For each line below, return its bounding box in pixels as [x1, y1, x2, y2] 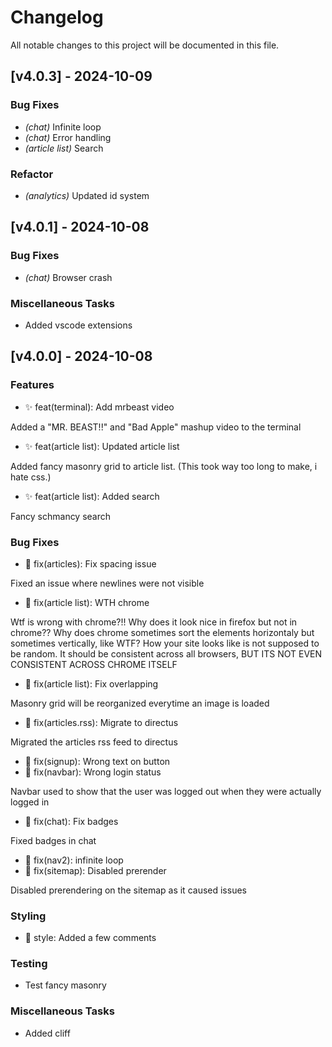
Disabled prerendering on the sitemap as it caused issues [10, 884, 247, 896]
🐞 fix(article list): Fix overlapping [24, 677, 159, 690]
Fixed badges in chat [10, 834, 97, 846]
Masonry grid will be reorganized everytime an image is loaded [10, 697, 270, 709]
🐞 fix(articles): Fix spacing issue [24, 557, 157, 570]
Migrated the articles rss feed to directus [10, 736, 178, 748]
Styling [10, 909, 47, 923]
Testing [10, 957, 48, 971]
